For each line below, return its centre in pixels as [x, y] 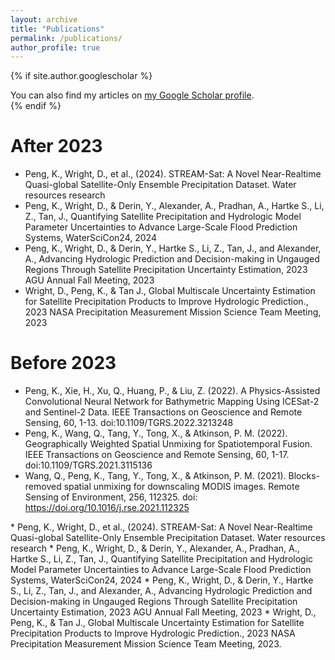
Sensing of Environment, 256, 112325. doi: [111, 497]
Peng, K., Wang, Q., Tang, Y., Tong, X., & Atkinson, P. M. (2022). [156, 433]
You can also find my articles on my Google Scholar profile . [132, 95]
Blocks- [304, 476]
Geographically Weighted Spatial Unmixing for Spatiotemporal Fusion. [168, 444]
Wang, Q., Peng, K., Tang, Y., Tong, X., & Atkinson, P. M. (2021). [155, 476]
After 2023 [56, 146]
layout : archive [44, 19]
